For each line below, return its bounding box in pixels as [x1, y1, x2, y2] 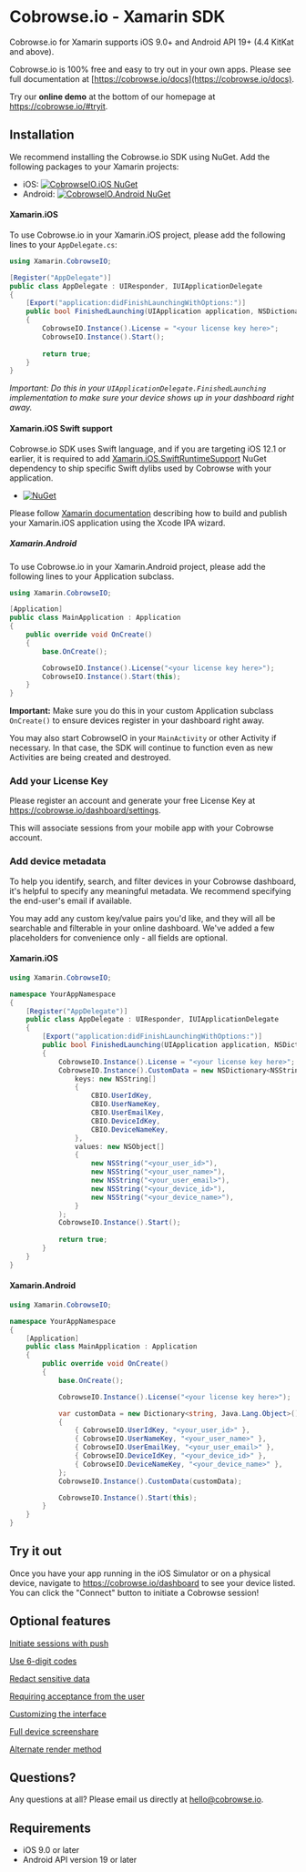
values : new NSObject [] [74, 1142, 166, 1151]
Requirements [9, 1820, 91, 1836]
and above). [9, 46, 55, 56]
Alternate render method [9, 1744, 102, 1755]
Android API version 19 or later [22, 1855, 138, 1866]
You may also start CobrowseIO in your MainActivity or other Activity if [9, 733, 277, 744]
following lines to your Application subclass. [9, 571, 175, 582]
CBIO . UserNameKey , [90, 1100, 161, 1109]
